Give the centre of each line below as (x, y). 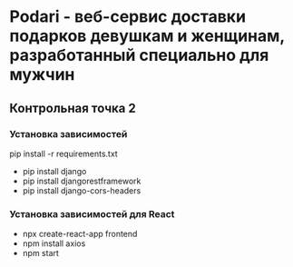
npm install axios (54, 243)
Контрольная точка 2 (73, 108)
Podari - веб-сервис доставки (128, 17)
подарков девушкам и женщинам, (147, 36)
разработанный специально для (139, 55)
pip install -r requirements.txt (63, 153)
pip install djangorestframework (82, 181)
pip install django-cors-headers (82, 190)
